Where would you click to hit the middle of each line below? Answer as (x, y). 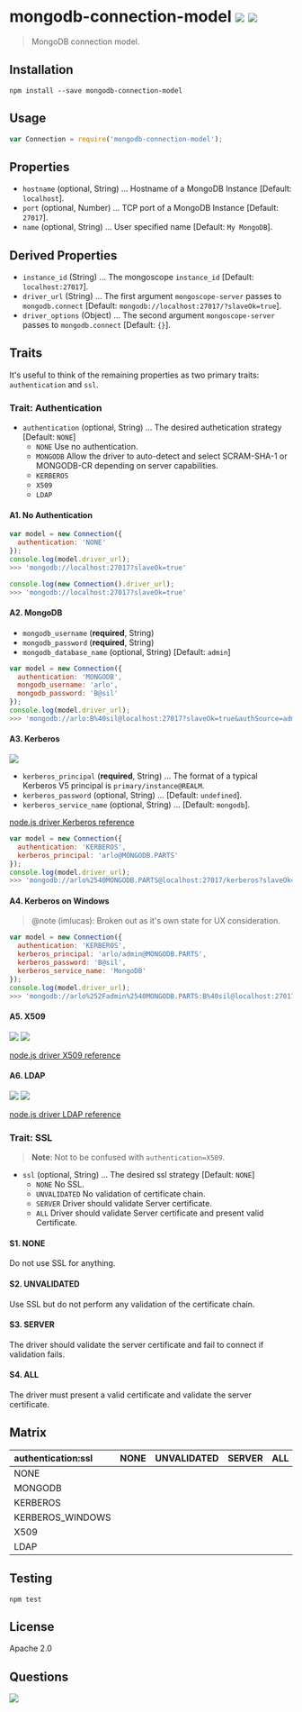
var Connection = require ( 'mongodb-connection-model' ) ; (116, 139)
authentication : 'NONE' (62, 542)
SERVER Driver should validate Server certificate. (124, 1204)
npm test (26, 1599)
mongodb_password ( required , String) (88, 642)
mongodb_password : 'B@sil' (68, 694)
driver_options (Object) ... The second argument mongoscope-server (149, 315)
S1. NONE (27, 1243)
